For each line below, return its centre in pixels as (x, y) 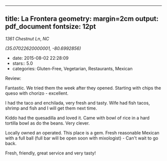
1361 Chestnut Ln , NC (27, 38)
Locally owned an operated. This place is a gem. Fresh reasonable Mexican (83, 133)
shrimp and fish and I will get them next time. (51, 108)
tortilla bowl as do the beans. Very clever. (47, 123)
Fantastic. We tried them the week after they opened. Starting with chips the (83, 88)
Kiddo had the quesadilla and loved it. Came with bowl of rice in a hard (78, 118)
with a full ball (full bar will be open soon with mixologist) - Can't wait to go (82, 138)
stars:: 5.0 (23, 63)
